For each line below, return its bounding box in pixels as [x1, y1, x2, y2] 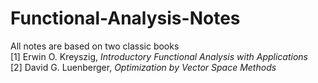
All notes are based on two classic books [10, 40, 180, 52]
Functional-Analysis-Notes [10, 7, 241, 30]
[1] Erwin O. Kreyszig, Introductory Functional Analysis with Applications [10, 50, 308, 62]
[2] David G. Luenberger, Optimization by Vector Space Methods [10, 61, 277, 73]
